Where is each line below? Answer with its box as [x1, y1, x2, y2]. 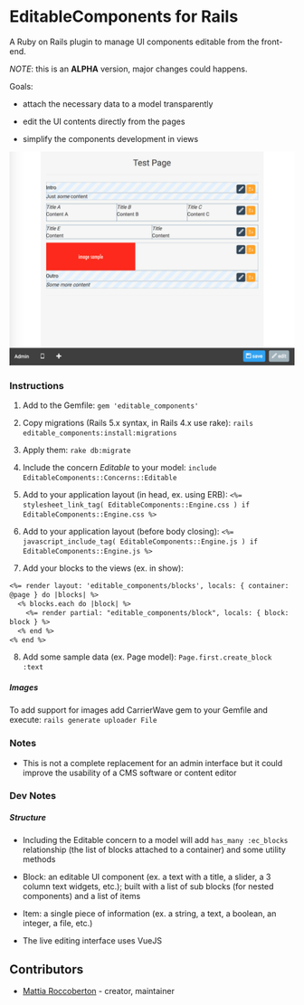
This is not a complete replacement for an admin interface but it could [22, 757, 283, 768]
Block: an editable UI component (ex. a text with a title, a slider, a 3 [22, 871, 271, 883]
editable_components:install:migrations [22, 429, 177, 438]
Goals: [9, 81, 33, 91]
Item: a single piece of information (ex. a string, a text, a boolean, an [22, 908, 277, 919]
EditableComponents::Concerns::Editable [22, 473, 177, 483]
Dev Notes [9, 790, 57, 802]
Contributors [9, 962, 84, 977]
